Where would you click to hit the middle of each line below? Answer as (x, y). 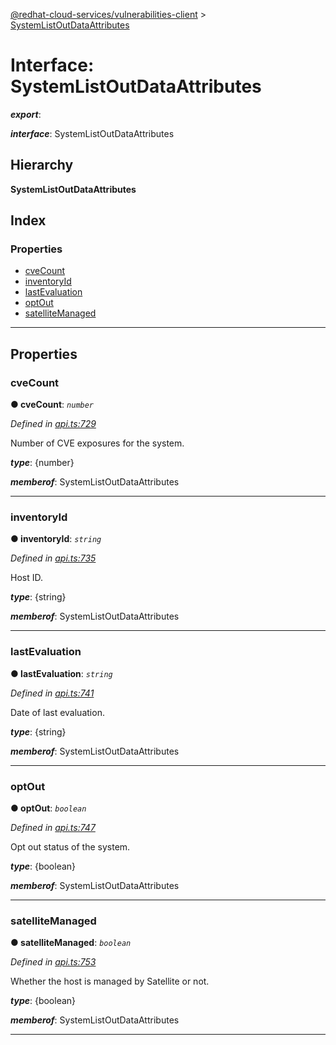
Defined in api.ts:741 (52, 693)
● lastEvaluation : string (61, 673)
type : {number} (42, 463)
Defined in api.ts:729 (53, 424)
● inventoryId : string (56, 539)
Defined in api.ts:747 (53, 828)
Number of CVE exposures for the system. (97, 443)
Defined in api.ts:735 (53, 558)
